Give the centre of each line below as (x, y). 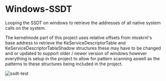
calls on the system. (26, 28)
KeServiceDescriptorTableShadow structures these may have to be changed (83, 48)
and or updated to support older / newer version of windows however (76, 53)
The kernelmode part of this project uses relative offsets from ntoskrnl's (79, 38)
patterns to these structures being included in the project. (64, 64)
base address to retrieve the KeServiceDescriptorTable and (65, 42)
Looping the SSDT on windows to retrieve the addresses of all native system (83, 23)
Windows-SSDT (39, 9)
